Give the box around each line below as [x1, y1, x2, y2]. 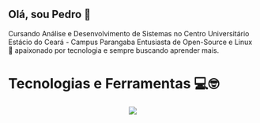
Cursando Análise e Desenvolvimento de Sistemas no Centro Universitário [8, 28, 250, 38]
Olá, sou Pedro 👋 [8, 8, 91, 21]
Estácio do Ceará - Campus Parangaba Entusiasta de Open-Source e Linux [8, 37, 253, 47]
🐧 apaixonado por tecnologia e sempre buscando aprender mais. [8, 45, 220, 55]
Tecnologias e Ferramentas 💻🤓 [8, 75, 220, 92]
